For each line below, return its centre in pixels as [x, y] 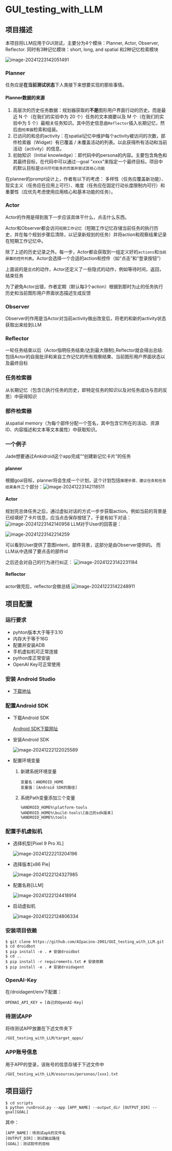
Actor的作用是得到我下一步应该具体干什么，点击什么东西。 [67, 217]
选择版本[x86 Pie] [31, 864]
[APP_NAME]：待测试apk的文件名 [36, 1133]
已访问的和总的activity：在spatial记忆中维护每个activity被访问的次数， [87, 136]
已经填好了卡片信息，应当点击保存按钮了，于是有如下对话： [68, 517]
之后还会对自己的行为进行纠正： [39, 562]
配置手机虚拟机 [24, 831]
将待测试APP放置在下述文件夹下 [39, 1029]
